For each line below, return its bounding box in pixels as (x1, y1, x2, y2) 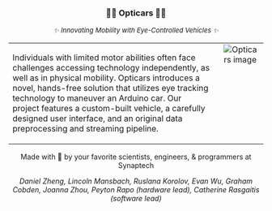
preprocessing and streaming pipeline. (12, 123, 159, 135)
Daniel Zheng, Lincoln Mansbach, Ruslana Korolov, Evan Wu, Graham (19, 176, 253, 186)
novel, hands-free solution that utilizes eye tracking (12, 83, 209, 94)
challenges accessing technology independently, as (12, 62, 210, 74)
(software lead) (110, 194, 162, 204)
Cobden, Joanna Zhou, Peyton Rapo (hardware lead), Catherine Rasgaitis (12, 185, 260, 195)
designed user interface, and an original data (12, 113, 183, 124)
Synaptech (117, 161, 155, 170)
